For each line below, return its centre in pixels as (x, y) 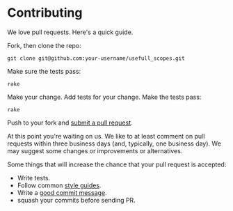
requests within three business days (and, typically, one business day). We (114, 143)
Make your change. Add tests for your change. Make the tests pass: (104, 97)
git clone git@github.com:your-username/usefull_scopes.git (96, 58)
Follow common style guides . (59, 185)
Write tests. (34, 178)
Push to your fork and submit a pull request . (70, 123)
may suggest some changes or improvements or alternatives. (95, 150)
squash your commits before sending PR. (76, 200)
